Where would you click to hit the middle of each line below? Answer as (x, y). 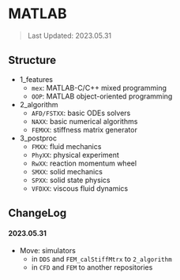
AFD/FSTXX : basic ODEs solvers (81, 113)
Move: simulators (48, 251)
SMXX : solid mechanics (67, 171)
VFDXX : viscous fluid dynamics (80, 188)
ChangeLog (37, 213)
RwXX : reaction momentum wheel (84, 163)
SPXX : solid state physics (71, 180)
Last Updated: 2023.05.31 (69, 35)
